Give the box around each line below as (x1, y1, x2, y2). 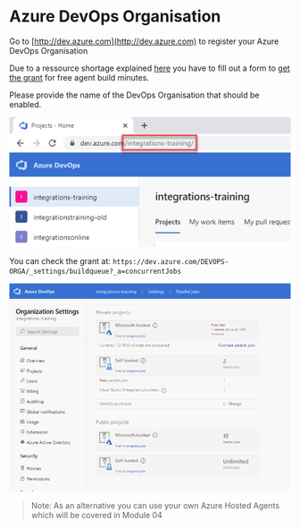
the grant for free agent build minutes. (9, 72, 150, 82)
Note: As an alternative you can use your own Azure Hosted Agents (30, 500, 279, 511)
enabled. (9, 98, 42, 109)
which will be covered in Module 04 (30, 510, 162, 521)
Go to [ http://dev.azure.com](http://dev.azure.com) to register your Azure (9, 36, 279, 47)
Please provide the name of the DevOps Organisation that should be (9, 89, 260, 100)
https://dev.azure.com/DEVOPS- (112, 257, 229, 266)
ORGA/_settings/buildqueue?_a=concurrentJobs (9, 267, 181, 276)
